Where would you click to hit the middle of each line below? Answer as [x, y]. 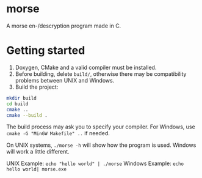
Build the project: [37, 87]
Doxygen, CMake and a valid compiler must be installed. [86, 67]
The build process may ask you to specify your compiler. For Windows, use [101, 127]
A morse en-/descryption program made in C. [64, 26]
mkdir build [21, 98]
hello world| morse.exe [37, 169]
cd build [17, 104]
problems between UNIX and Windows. [65, 80]
